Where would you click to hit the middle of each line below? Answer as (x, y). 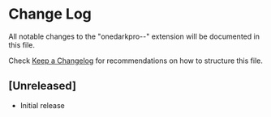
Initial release (42, 105)
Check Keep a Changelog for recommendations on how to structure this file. (136, 61)
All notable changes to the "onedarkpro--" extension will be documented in (134, 36)
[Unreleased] (43, 86)
